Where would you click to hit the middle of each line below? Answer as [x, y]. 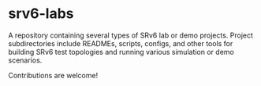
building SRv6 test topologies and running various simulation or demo [121, 52]
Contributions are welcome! [53, 75]
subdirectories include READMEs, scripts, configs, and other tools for [121, 43]
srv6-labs [41, 14]
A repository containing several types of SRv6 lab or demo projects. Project [131, 35]
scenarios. [25, 60]
